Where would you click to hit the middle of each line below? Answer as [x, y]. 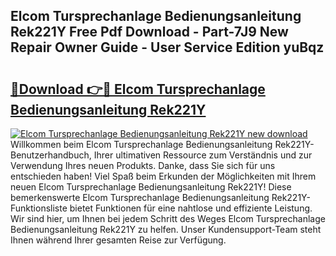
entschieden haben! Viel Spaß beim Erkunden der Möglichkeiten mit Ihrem [163, 176]
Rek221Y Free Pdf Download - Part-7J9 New [149, 32]
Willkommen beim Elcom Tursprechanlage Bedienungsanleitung [141, 144]
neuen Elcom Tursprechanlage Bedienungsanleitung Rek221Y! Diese [151, 187]
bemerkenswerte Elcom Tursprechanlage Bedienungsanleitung [140, 197]
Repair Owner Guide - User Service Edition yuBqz [167, 47]
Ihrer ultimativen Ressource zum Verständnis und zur [203, 155]
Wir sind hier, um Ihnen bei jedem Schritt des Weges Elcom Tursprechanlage [168, 218]
